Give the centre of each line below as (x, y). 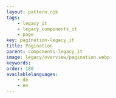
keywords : (19, 63)
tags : (13, 18)
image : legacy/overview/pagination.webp (58, 57)
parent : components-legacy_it (45, 52)
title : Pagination (29, 46)
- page (26, 35)
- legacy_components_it (47, 29)
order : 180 (20, 68)
